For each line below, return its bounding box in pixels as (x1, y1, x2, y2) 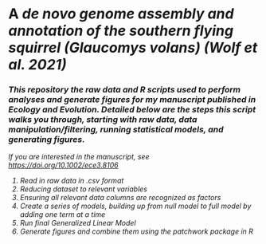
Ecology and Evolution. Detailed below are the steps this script (8, 104, 256, 116)
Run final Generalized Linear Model (19, 218, 137, 228)
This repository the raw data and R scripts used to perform (8, 85, 241, 96)
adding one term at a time (19, 210, 106, 219)
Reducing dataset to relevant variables (19, 184, 148, 194)
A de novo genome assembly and (8, 5, 234, 23)
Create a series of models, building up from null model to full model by (19, 201, 252, 211)
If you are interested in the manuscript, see (8, 152, 150, 162)
